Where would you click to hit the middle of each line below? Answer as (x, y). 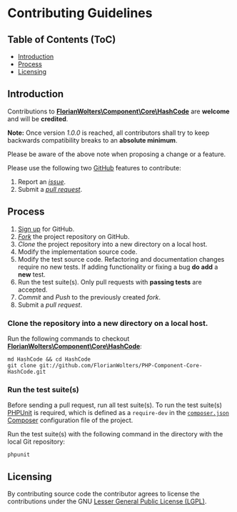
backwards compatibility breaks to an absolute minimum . (92, 140)
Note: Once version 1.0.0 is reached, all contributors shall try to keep (108, 133)
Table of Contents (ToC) (62, 40)
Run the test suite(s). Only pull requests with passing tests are (110, 282)
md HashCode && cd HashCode (49, 359)
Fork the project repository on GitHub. (74, 236)
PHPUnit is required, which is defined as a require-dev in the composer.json (118, 413)
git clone (22, 365)
